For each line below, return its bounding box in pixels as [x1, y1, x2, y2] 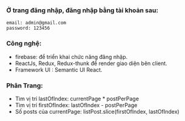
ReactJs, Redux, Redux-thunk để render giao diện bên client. [15, 60, 168, 67]
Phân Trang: [6, 81, 44, 89]
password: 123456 [6, 25, 50, 32]
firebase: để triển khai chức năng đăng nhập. [15, 53, 128, 60]
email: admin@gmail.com [6, 20, 67, 26]
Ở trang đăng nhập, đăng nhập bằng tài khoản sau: [6, 6, 159, 15]
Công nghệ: [6, 40, 42, 48]
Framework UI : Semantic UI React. [15, 66, 103, 73]
